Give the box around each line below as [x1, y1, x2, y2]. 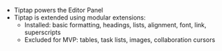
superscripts [24, 28, 61, 36]
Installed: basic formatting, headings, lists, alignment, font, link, [24, 21, 207, 29]
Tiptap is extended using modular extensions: [13, 13, 146, 22]
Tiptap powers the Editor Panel [13, 6, 104, 14]
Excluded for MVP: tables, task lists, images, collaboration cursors [24, 36, 216, 44]
